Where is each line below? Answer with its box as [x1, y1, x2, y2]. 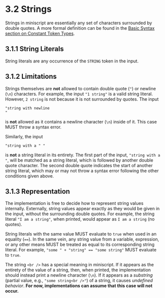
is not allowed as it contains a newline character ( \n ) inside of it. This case [5, 119, 157, 124]
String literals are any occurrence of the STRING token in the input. [5, 58, 139, 64]
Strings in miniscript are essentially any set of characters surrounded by [5, 20, 152, 26]
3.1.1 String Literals [5, 45, 64, 53]
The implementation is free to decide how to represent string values [5, 200, 144, 206]
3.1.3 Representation [5, 187, 70, 195]
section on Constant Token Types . [5, 30, 75, 36]
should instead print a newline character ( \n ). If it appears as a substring [5, 272, 153, 278]
